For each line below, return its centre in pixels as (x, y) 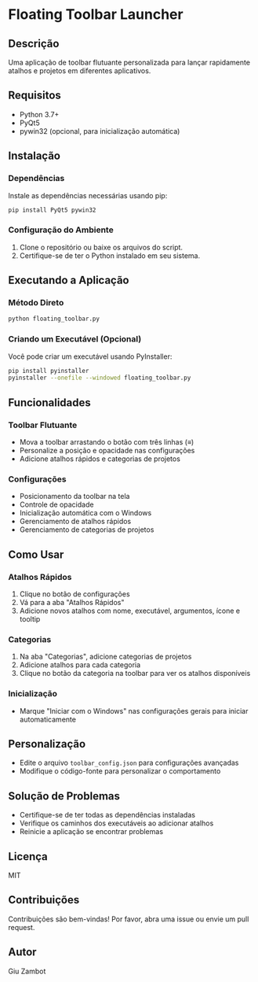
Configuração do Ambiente (61, 230)
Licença (28, 856)
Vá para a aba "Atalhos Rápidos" (72, 602)
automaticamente (48, 719)
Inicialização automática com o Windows (85, 513)
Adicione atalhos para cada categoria (80, 665)
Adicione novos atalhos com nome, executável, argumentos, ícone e (130, 611)
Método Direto (36, 302)
